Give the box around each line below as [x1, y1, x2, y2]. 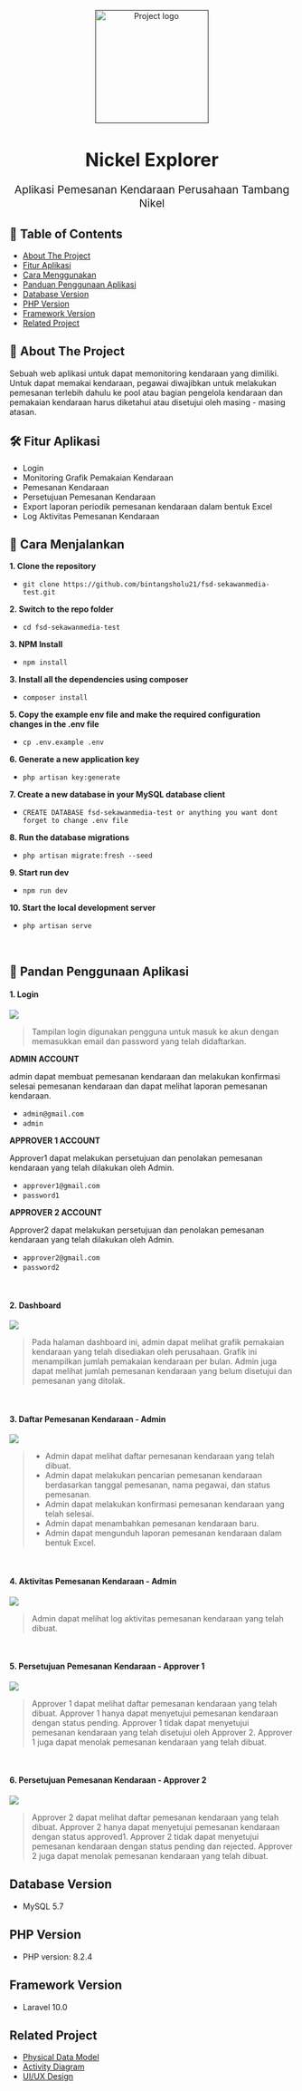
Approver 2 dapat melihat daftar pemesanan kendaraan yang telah [31, 1812, 279, 1823]
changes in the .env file [9, 719, 99, 730]
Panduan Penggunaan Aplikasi [22, 279, 137, 290]
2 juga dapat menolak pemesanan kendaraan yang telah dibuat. [31, 1851, 269, 1862]
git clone [22, 580, 61, 589]
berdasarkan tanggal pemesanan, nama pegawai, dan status [44, 1479, 271, 1491]
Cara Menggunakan [22, 269, 97, 281]
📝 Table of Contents [9, 226, 123, 241]
